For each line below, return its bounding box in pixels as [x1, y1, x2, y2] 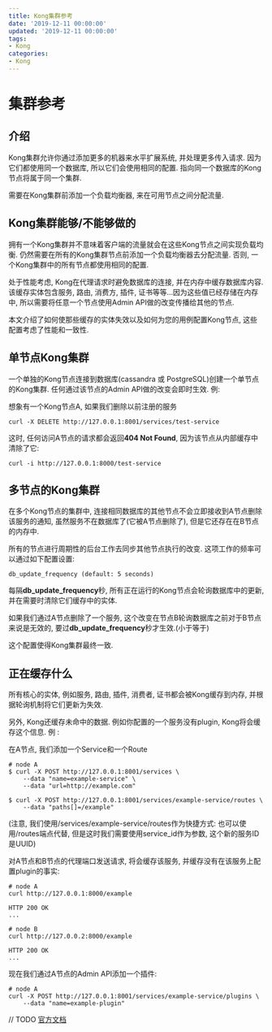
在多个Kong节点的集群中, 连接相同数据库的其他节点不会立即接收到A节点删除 [8, 506, 262, 516]
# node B [8, 926, 38, 934]
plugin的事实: [15, 866, 60, 876]
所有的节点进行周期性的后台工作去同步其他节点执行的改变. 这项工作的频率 [8, 544, 254, 553]
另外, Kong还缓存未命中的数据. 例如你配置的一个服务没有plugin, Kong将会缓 [8, 717, 261, 727]
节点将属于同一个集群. [8, 172, 83, 183]
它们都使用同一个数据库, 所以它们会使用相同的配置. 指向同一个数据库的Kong [8, 163, 262, 172]
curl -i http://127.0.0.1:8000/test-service [8, 459, 162, 467]
